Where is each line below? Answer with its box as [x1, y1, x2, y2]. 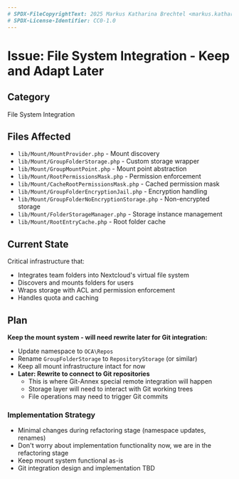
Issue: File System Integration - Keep [7, 48, 230, 64]
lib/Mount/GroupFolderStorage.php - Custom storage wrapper [17, 157, 200, 166]
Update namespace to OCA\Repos [17, 347, 114, 355]
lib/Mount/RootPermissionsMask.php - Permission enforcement [17, 172, 201, 181]
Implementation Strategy [7, 410, 96, 420]
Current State [7, 238, 69, 250]
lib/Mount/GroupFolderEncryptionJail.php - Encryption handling [17, 187, 208, 196]
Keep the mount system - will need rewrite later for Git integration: [7, 332, 208, 342]
